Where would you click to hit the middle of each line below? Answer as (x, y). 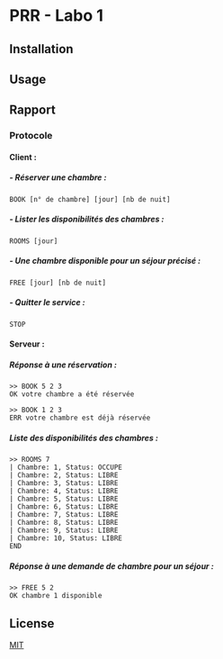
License (32, 623)
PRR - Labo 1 (56, 16)
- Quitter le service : (47, 302)
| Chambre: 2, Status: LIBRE (64, 475)
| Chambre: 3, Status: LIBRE (64, 483)
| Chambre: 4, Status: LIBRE (64, 492)
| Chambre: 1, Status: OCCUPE (66, 468)
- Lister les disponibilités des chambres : (87, 219)
